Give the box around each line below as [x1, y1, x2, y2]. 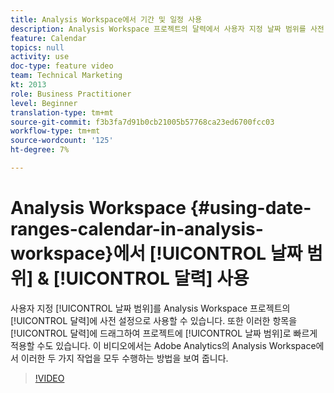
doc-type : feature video [10, 61, 114, 71]
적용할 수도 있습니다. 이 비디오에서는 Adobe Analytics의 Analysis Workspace [10, 339, 317, 351]
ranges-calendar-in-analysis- [10, 218, 264, 241]
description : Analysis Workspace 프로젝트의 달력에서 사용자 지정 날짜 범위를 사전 [10, 24, 325, 34]
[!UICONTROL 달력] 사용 [53, 267, 250, 290]
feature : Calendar [10, 33, 87, 43]
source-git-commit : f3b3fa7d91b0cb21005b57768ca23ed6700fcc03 [10, 117, 275, 127]
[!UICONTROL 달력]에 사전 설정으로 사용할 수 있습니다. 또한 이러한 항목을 [10, 314, 298, 326]
